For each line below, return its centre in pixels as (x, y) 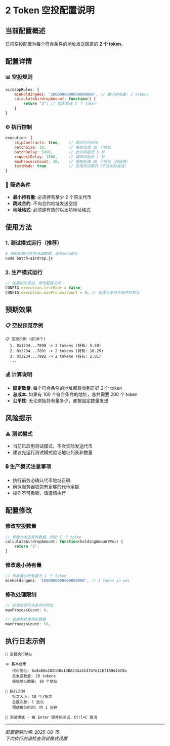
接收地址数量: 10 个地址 (35, 681)
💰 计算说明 (19, 375)
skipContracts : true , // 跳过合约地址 (56, 143)
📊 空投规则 (19, 77)
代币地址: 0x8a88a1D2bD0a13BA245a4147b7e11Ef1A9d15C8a (70, 670)
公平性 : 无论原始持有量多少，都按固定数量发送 (60, 400)
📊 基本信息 (16, 664)
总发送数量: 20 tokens (34, 676)
